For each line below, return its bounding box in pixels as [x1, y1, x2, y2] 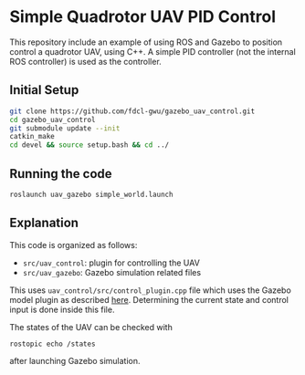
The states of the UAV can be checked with [9, 321, 174, 332]
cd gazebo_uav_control [9, 115, 96, 124]
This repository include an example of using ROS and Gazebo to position [9, 36, 283, 47]
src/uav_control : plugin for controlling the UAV [22, 257, 201, 268]
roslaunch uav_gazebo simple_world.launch [9, 190, 174, 199]
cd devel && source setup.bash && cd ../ [9, 141, 170, 150]
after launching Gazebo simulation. [9, 355, 141, 366]
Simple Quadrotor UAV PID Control [9, 6, 277, 27]
